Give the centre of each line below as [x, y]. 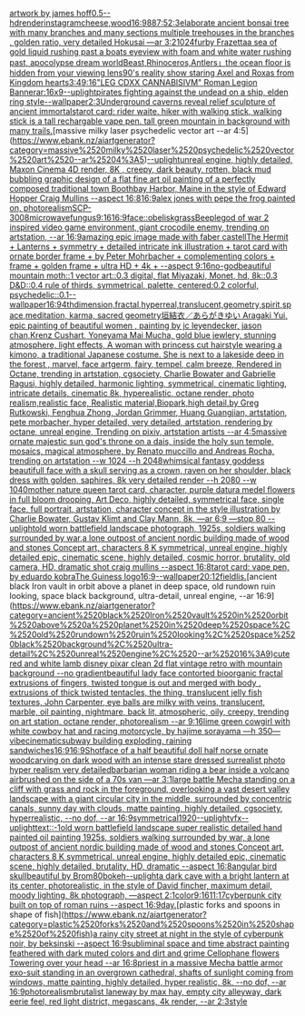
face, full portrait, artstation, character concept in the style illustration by [145, 509]
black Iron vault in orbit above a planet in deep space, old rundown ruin [143, 586]
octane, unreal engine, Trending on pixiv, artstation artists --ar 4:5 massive [148, 432]
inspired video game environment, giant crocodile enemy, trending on [139, 227]
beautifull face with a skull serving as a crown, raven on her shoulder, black [151, 470]
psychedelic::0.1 [39, 295]
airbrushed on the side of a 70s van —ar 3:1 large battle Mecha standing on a [152, 779]
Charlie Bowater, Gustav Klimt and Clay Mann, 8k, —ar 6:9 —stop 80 [138, 518]
